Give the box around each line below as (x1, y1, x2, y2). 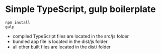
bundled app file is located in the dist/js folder (12, 38, 108, 44)
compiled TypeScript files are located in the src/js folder (12, 33, 129, 39)
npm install (5, 20, 30, 25)
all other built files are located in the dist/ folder (12, 43, 111, 49)
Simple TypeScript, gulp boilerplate (5, 3, 156, 15)
